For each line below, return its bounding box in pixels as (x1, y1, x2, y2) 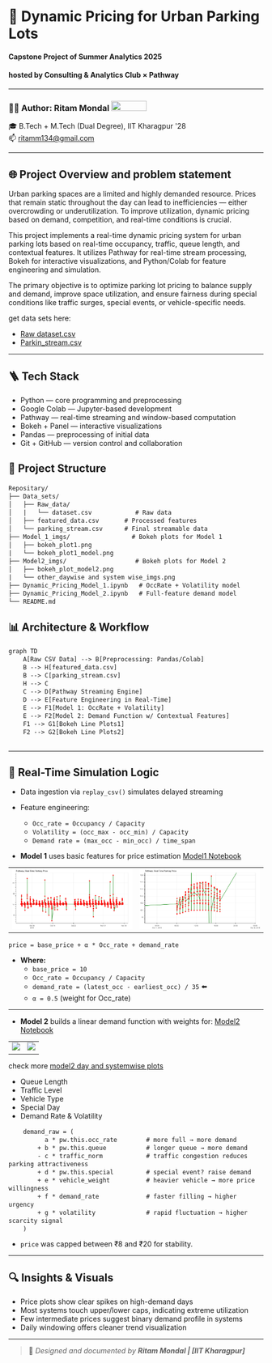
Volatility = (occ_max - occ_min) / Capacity (32, 829, 189, 837)
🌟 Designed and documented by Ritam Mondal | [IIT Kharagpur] (28, 1345, 245, 1355)
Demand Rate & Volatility (19, 1110, 103, 1120)
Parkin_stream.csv (19, 338, 83, 347)
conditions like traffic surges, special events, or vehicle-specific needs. (8, 298, 246, 308)
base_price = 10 (32, 965, 87, 974)
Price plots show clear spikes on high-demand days (19, 1297, 193, 1306)
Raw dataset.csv (19, 329, 76, 339)
